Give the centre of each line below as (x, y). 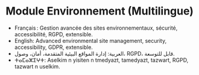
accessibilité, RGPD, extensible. (53, 34)
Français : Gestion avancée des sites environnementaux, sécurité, (96, 28)
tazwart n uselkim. (37, 66)
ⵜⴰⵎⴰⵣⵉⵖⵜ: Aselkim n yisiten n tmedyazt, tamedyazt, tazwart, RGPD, (101, 60)
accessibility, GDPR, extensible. (53, 47)
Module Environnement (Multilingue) (100, 11)
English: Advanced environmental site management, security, (90, 41)
